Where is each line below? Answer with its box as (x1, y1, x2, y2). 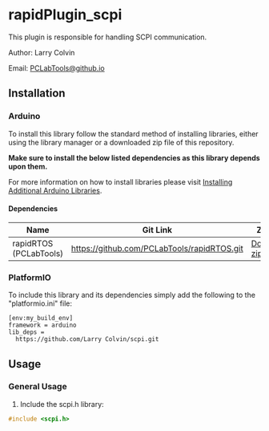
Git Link (142, 224, 172, 235)
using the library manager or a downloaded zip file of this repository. (8, 137, 235, 147)
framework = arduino (8, 321, 78, 330)
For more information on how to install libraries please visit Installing (8, 177, 233, 186)
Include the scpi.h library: (19, 399, 104, 409)
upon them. (8, 161, 48, 171)
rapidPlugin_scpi (8, 6, 122, 24)
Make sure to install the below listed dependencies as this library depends (8, 152, 260, 162)
